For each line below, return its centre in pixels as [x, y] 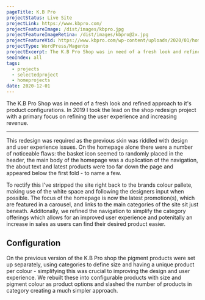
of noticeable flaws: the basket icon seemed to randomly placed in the [95, 153]
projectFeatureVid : [31, 40]
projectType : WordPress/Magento [47, 47]
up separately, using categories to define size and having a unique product [100, 264]
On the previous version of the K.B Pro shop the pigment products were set [101, 258]
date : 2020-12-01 [28, 86]
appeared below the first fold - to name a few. [64, 173]
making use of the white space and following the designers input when [95, 191]
